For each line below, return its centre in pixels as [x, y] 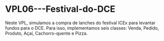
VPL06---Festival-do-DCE [60, 9]
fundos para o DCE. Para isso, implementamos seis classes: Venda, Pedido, [82, 28]
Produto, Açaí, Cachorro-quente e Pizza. [46, 33]
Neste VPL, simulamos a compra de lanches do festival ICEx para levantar [80, 23]
